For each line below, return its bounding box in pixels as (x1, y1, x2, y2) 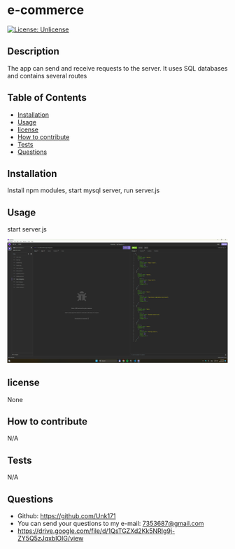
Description (7, 45, 59, 57)
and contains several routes (7, 71, 87, 80)
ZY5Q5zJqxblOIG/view (17, 534, 84, 542)
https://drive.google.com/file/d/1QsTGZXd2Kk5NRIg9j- (17, 527, 176, 535)
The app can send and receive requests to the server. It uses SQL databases (7, 64, 228, 72)
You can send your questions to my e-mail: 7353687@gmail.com (17, 519, 204, 527)
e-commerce (7, 2, 85, 18)
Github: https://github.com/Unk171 (17, 511, 116, 520)
